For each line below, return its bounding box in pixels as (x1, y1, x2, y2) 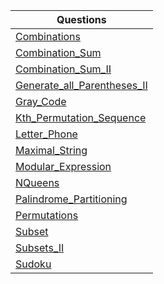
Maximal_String (15, 144, 88, 157)
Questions (56, 13, 107, 26)
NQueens (15, 176, 60, 189)
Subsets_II (15, 241, 65, 254)
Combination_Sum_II (15, 62, 112, 76)
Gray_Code (15, 95, 67, 108)
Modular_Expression (15, 160, 112, 173)
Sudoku (15, 257, 52, 271)
